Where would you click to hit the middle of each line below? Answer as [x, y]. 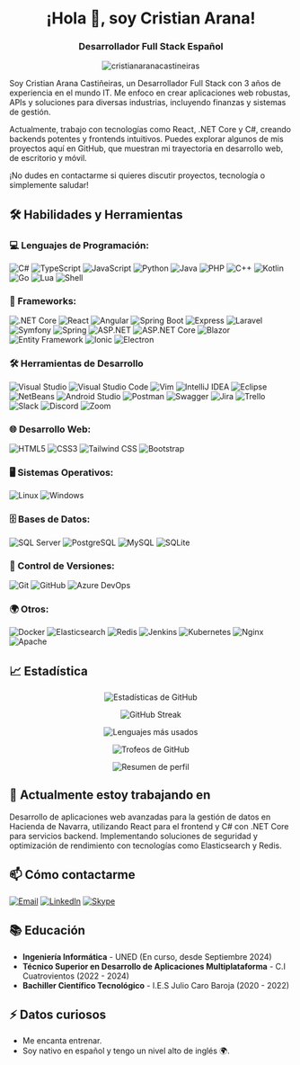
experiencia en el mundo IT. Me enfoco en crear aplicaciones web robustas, [150, 93]
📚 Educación [47, 931]
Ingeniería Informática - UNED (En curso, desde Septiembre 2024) [147, 956]
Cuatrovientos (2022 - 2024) [76, 976]
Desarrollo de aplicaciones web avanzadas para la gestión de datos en [140, 817]
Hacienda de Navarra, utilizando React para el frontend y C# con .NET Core [149, 826]
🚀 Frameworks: [43, 301]
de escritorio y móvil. [48, 158]
